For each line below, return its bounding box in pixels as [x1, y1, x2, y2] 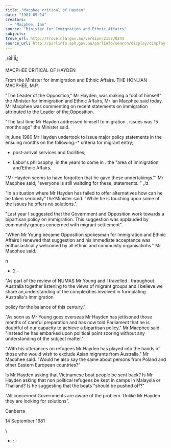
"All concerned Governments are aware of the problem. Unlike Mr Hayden [5, 392, 161, 398]
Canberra [5, 408, 26, 414]
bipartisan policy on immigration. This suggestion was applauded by [5, 216, 149, 222]
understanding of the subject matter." [5, 335, 84, 342]
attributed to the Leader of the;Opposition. [5, 109, 94, 115]
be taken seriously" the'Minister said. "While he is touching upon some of [5, 195, 160, 201]
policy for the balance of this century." [5, 304, 86, 310]
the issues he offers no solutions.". [5, 201, 78, 207]
